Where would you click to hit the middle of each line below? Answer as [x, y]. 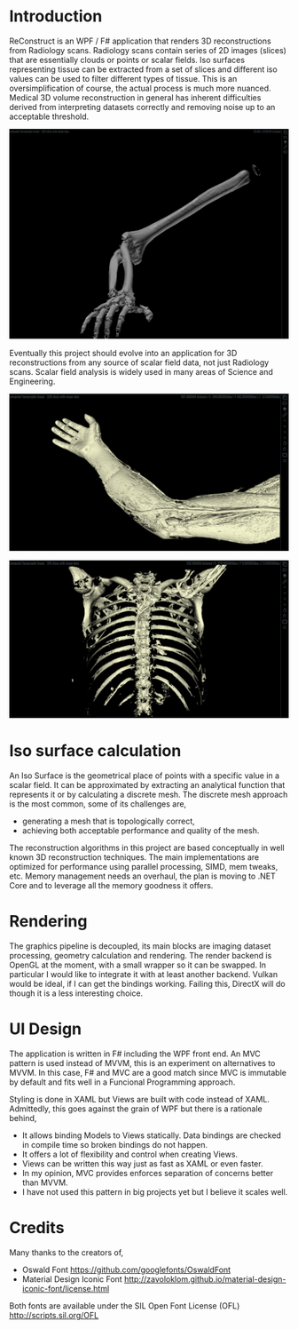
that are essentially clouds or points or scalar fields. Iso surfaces [127, 60]
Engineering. [32, 381]
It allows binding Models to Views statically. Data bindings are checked [152, 1135]
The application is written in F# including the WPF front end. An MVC [135, 1054]
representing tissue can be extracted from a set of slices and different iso [143, 69]
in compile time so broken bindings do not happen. [115, 1144]
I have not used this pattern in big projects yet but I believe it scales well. [155, 1191]
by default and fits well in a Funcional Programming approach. [122, 1082]
